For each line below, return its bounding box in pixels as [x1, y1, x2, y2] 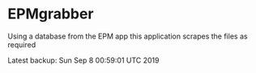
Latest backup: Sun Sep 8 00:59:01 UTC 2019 [7, 55, 160, 65]
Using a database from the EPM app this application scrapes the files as [7, 31, 248, 41]
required [7, 39, 36, 49]
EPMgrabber [7, 5, 94, 23]
